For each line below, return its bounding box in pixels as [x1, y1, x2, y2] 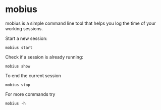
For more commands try [5, 91, 56, 97]
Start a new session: [5, 35, 48, 41]
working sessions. [5, 25, 43, 31]
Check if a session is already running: [5, 54, 83, 60]
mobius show [5, 64, 30, 69]
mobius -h [5, 101, 26, 106]
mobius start [5, 45, 33, 50]
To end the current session [5, 72, 62, 79]
